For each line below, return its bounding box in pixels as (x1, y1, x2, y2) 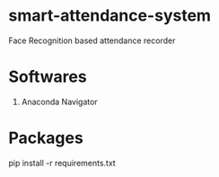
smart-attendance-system (8, 5, 212, 26)
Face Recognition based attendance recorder (8, 35, 176, 46)
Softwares (8, 66, 87, 87)
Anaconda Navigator (21, 96, 98, 107)
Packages (8, 128, 84, 148)
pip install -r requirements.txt (8, 157, 116, 168)
